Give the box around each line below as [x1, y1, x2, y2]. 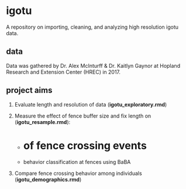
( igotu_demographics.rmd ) [14, 176, 82, 183]
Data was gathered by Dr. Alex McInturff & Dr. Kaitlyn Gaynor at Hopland [6, 62, 180, 69]
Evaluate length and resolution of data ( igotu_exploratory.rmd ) [14, 101, 167, 108]
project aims [6, 85, 53, 95]
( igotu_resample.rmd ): [14, 118, 71, 125]
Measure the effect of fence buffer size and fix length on [14, 112, 151, 119]
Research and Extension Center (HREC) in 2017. [6, 68, 121, 75]
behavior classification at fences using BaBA [23, 158, 131, 165]
